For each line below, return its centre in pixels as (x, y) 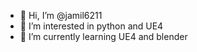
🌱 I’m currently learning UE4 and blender (103, 36)
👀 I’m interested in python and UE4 (91, 26)
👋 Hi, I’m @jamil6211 (61, 15)
